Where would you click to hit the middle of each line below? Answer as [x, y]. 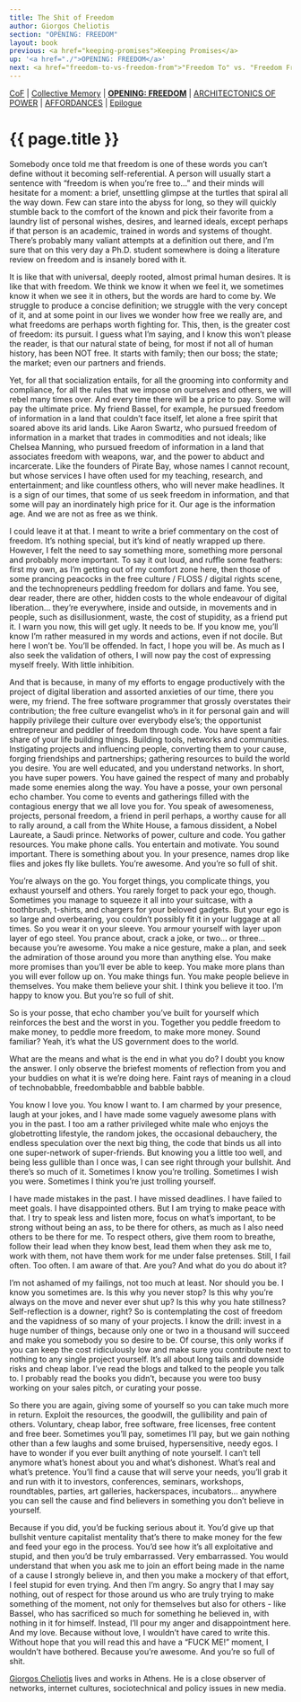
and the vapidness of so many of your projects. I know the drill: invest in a [146, 1320]
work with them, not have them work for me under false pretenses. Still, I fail [150, 1256]
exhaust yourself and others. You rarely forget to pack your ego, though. [143, 890]
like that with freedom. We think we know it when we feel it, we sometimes [146, 286]
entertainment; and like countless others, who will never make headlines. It [147, 485]
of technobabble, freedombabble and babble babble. [107, 1087]
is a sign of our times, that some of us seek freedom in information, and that [149, 494]
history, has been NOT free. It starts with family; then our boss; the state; [144, 353]
